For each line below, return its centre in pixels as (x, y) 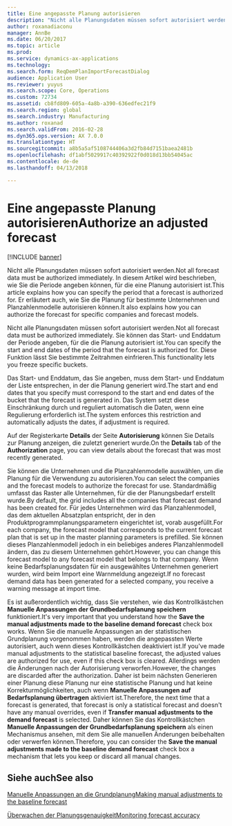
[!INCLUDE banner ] (35, 257)
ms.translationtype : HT (41, 143)
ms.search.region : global (44, 110)
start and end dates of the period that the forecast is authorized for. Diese (112, 349)
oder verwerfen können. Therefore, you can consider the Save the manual (112, 742)
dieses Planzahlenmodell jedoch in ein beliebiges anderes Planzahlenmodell (115, 544)
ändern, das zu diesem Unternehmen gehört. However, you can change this (114, 551)
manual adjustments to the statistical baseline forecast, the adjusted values (114, 653)
